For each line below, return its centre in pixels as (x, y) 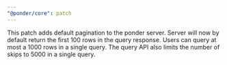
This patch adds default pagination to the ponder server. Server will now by (113, 32)
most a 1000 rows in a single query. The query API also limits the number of (113, 47)
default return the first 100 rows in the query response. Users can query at (112, 40)
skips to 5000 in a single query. (51, 54)
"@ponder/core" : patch (39, 13)
